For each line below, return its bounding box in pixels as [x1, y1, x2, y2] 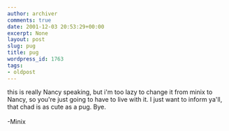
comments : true [7, 17, 52, 24]
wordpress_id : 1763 [7, 56, 64, 63]
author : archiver [7, 10, 58, 17]
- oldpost [7, 68, 36, 75]
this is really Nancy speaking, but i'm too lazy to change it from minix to [7, 88, 213, 96]
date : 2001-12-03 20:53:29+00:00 [7, 23, 105, 30]
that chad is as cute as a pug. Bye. [7, 102, 106, 111]
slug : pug [7, 43, 36, 49]
